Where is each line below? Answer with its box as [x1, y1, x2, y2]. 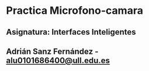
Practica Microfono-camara [6, 4, 143, 17]
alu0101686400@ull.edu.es [6, 55, 110, 65]
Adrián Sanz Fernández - [6, 46, 99, 56]
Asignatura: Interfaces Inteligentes [6, 27, 136, 37]
